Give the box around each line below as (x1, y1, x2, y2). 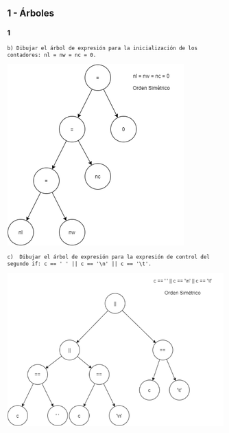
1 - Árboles (7, 8, 55, 19)
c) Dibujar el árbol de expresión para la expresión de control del (7, 253, 210, 260)
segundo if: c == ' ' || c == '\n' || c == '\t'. (7, 260, 152, 267)
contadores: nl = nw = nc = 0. (7, 52, 97, 58)
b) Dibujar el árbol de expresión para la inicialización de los (7, 45, 197, 52)
